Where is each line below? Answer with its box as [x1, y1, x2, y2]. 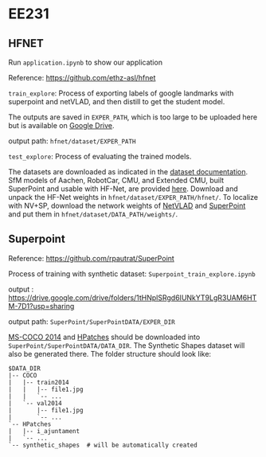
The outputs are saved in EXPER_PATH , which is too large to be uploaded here [8, 112, 257, 122]
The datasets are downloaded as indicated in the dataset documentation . [8, 167, 248, 176]
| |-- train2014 [8, 378, 69, 386]
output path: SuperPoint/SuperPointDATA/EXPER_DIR [8, 316, 175, 326]
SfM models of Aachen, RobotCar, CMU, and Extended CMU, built [8, 176, 225, 185]
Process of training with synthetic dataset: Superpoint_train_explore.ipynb [8, 268, 256, 279]
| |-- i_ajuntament [8, 427, 80, 435]
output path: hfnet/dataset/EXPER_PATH [8, 136, 136, 146]
